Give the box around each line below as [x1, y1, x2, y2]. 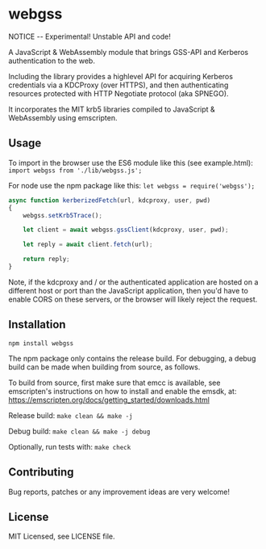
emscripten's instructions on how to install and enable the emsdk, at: [8, 386, 237, 396]
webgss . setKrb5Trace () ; [23, 211, 103, 219]
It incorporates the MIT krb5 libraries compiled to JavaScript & [8, 104, 215, 114]
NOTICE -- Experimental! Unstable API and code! [8, 32, 171, 41]
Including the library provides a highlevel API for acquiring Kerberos [8, 71, 234, 81]
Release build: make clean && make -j [8, 410, 133, 420]
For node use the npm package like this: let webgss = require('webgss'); [8, 180, 256, 190]
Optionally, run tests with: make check [8, 441, 131, 451]
